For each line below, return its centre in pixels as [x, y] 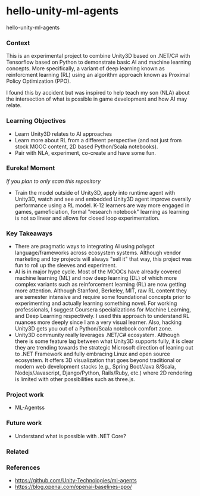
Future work [24, 423]
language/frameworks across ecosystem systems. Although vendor [98, 253]
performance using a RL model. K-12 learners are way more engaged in [102, 205]
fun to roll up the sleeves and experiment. [66, 266]
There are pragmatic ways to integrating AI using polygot [85, 247]
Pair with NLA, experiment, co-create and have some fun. [85, 152]
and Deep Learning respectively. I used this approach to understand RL [102, 316]
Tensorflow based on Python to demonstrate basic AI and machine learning [99, 62]
